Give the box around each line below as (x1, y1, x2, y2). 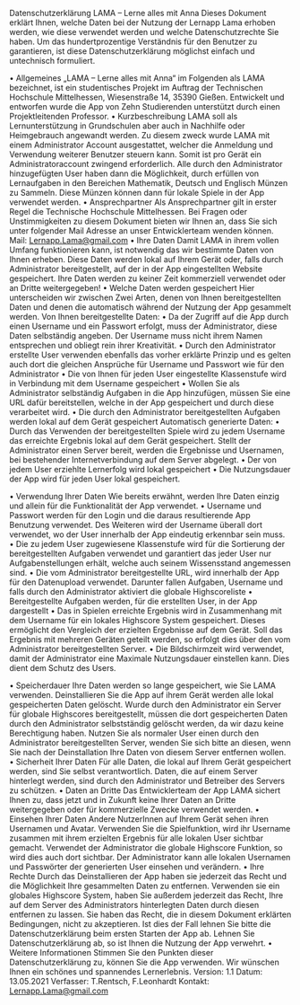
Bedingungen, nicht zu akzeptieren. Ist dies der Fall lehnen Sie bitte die (9, 919, 271, 929)
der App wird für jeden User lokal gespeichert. (9, 473, 181, 484)
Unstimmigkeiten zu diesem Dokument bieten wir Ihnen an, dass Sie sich (9, 216, 278, 226)
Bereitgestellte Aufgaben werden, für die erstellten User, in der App (9, 596, 258, 606)
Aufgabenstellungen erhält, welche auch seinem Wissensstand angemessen (9, 558, 291, 569)
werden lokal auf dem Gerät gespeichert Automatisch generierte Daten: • (9, 417, 280, 427)
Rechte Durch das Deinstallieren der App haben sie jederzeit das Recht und (9, 871, 287, 881)
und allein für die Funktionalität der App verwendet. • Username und (9, 500, 262, 511)
